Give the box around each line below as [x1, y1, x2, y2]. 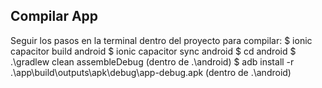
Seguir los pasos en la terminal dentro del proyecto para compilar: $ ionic [10, 34, 313, 46]
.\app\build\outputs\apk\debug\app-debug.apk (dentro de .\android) [10, 66, 292, 78]
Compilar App [10, 8, 99, 25]
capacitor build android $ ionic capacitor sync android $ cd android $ [10, 45, 297, 57]
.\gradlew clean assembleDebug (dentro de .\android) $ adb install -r [10, 55, 295, 68]
